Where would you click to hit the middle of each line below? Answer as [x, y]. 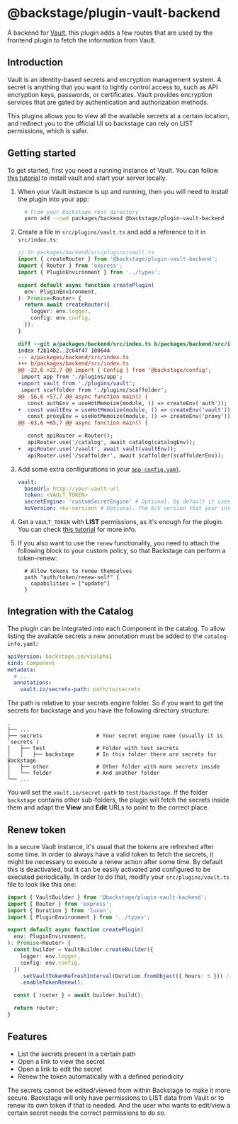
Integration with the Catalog [70, 612]
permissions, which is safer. [48, 131]
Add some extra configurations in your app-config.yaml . [99, 469]
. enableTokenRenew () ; [52, 982]
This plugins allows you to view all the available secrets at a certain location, [119, 115]
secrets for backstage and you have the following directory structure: [108, 710]
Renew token [36, 830]
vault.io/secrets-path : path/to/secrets [80, 689]
